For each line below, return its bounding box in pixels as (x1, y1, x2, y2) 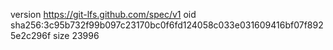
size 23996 (53, 30, 100, 41)
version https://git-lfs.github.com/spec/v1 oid (10, 9, 197, 20)
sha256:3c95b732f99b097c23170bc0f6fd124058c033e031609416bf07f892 (10, 19, 324, 31)
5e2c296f (10, 30, 52, 41)
